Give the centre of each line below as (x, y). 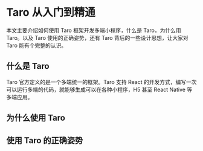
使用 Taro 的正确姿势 (45, 140)
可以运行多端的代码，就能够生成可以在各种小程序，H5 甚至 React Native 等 (99, 89)
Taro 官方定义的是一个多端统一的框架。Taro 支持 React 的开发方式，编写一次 (101, 82)
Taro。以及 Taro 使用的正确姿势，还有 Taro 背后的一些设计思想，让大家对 (97, 37)
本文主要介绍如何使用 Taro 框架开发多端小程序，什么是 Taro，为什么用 (94, 30)
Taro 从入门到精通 (51, 12)
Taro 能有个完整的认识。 (37, 45)
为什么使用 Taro (36, 118)
